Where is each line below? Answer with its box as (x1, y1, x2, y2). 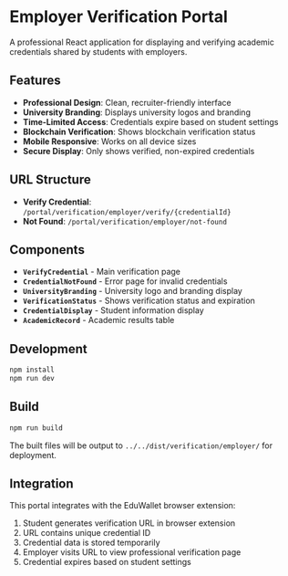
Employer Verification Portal (9, 6, 228, 27)
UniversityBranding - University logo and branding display (22, 286, 243, 297)
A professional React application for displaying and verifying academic (9, 37, 275, 47)
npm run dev (9, 374, 55, 383)
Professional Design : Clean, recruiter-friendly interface (22, 97, 231, 108)
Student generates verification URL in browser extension (22, 518, 236, 529)
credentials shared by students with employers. (9, 46, 188, 57)
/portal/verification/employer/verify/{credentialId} (22, 207, 231, 216)
